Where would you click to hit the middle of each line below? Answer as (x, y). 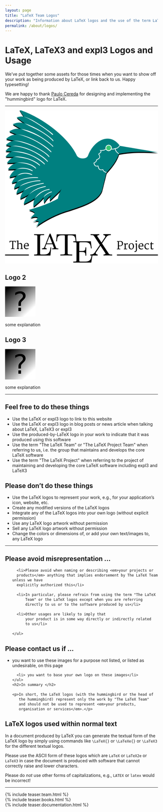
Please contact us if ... (40, 649)
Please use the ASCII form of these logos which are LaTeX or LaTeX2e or (76, 755)
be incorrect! (18, 780)
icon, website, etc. (30, 503)
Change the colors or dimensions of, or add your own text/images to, (81, 534)
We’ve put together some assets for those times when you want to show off (81, 74)
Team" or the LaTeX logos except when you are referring (84, 600)
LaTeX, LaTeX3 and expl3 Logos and (79, 50)
